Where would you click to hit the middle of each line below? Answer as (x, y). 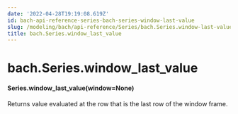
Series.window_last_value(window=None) (71, 88)
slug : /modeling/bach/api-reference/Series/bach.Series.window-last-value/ (121, 27)
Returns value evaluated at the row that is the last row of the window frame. (118, 103)
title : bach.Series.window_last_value (64, 33)
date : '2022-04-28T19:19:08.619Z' (58, 14)
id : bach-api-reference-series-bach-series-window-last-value (101, 20)
